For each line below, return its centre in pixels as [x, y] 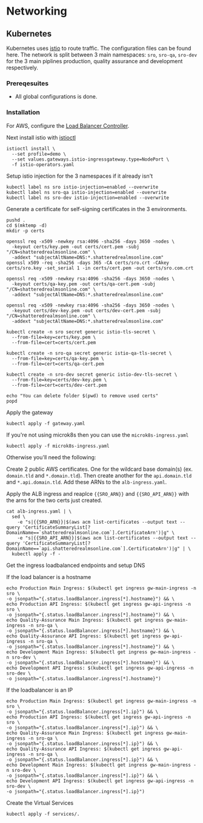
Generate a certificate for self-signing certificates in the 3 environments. [97, 209]
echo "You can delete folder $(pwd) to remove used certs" [82, 396]
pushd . [16, 220]
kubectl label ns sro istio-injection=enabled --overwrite [82, 187]
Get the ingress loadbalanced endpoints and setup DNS [76, 565]
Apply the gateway [30, 412]
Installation [23, 113]
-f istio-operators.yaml [43, 165]
